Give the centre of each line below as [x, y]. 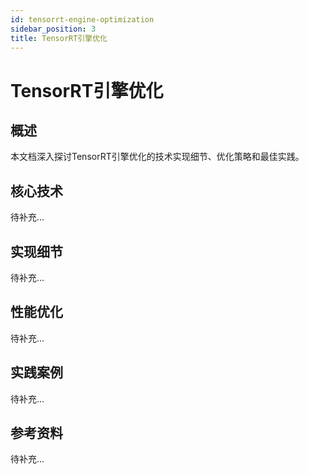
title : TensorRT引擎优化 [59, 38]
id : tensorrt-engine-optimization [82, 19]
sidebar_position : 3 [53, 29]
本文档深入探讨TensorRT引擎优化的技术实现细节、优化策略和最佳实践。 [157, 157]
